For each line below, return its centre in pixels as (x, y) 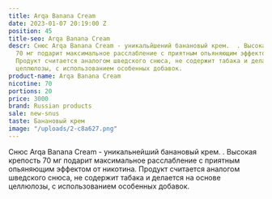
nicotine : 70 (30, 83)
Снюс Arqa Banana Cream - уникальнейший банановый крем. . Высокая (133, 151)
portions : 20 (30, 91)
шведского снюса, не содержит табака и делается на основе (115, 177)
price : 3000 (28, 99)
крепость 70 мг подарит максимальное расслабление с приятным (124, 160)
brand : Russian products (50, 106)
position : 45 (30, 31)
